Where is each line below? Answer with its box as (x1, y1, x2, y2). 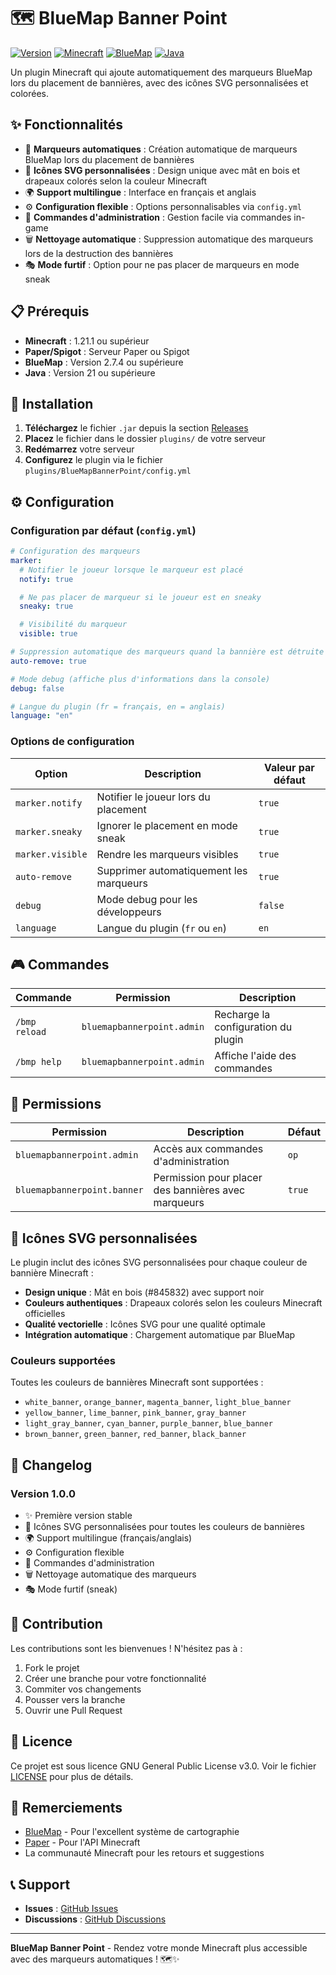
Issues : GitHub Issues (24, 1903, 119, 1915)
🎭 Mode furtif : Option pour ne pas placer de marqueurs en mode (24, 258, 300, 270)
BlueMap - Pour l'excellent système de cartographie (24, 1826, 240, 1838)
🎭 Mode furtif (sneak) (24, 1583, 118, 1595)
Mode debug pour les (96, 892, 198, 906)
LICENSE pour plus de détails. (10, 1770, 134, 1782)
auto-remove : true (10, 656, 87, 666)
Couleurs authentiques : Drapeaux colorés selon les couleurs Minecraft (24, 1297, 323, 1309)
